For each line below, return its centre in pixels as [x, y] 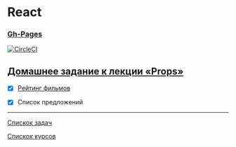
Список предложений [50, 102]
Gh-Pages [25, 34]
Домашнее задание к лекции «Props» [96, 71]
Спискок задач [30, 122]
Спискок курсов [32, 136]
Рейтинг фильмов [44, 88]
